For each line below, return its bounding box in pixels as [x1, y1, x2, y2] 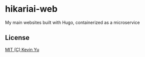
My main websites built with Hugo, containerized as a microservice [5, 19, 140, 25]
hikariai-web [5, 3, 58, 15]
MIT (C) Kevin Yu [5, 46, 40, 52]
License [5, 34, 30, 42]
